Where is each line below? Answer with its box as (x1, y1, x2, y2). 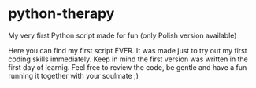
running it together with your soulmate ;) (8, 71, 139, 80)
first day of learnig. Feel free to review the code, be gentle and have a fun (8, 62, 247, 71)
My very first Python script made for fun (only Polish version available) (8, 31, 237, 40)
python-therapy (8, 5, 115, 23)
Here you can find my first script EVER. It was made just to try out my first (8, 46, 247, 55)
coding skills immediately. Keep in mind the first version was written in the (8, 54, 248, 64)
